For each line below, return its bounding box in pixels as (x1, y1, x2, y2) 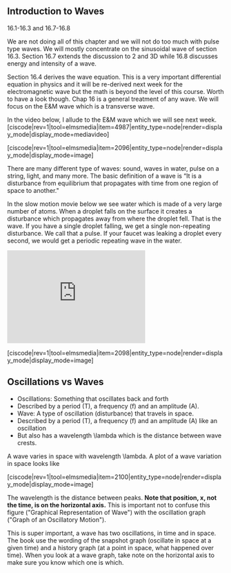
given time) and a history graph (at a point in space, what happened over (7, 543, 214, 552)
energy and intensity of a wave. (7, 59, 97, 68)
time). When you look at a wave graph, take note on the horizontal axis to (7, 551, 215, 559)
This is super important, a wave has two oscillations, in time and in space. (7, 529, 217, 537)
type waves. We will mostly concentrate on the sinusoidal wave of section (7, 44, 217, 53)
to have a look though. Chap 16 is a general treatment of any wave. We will (7, 95, 219, 103)
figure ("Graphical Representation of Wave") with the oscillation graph (7, 508, 205, 516)
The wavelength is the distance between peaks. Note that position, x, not (7, 494, 217, 502)
